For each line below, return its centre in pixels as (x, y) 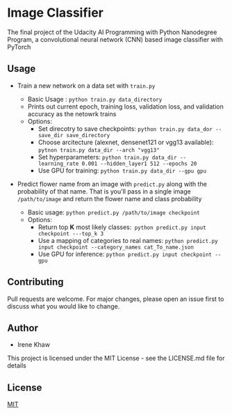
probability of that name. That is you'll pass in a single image (104, 191)
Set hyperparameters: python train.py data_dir (107, 157)
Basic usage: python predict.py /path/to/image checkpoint (114, 212)
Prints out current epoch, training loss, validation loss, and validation (125, 107)
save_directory (88, 135)
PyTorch (19, 47)
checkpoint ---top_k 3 (71, 234)
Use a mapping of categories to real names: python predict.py (128, 240)
